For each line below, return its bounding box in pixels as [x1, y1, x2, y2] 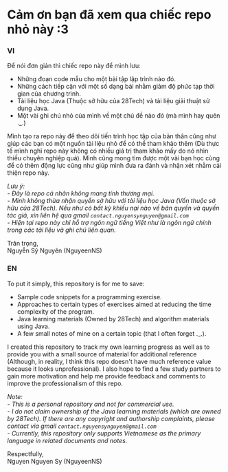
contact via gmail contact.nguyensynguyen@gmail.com [7, 422, 157, 430]
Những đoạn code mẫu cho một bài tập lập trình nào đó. [16, 75, 176, 83]
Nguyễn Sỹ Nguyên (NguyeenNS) [7, 246, 102, 255]
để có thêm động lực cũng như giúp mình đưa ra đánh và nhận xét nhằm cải [7, 162, 222, 170]
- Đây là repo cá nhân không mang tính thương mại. [7, 189, 155, 197]
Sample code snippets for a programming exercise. [16, 292, 163, 301]
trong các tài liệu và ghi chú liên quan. [7, 226, 117, 234]
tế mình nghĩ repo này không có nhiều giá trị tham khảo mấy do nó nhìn [7, 147, 209, 155]
